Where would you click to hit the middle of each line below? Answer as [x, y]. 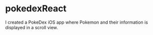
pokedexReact [36, 9]
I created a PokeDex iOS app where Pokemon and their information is [76, 22]
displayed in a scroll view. [32, 27]
